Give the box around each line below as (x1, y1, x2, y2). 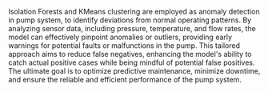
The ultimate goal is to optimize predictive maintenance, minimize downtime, (8, 66, 261, 75)
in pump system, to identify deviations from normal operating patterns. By (8, 15, 252, 25)
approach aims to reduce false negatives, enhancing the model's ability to (8, 50, 252, 58)
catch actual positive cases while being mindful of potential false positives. (8, 58, 255, 67)
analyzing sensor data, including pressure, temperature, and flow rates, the (8, 24, 256, 33)
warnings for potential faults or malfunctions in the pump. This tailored (8, 41, 241, 50)
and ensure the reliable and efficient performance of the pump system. (8, 75, 242, 84)
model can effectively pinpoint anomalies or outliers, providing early (8, 32, 233, 42)
